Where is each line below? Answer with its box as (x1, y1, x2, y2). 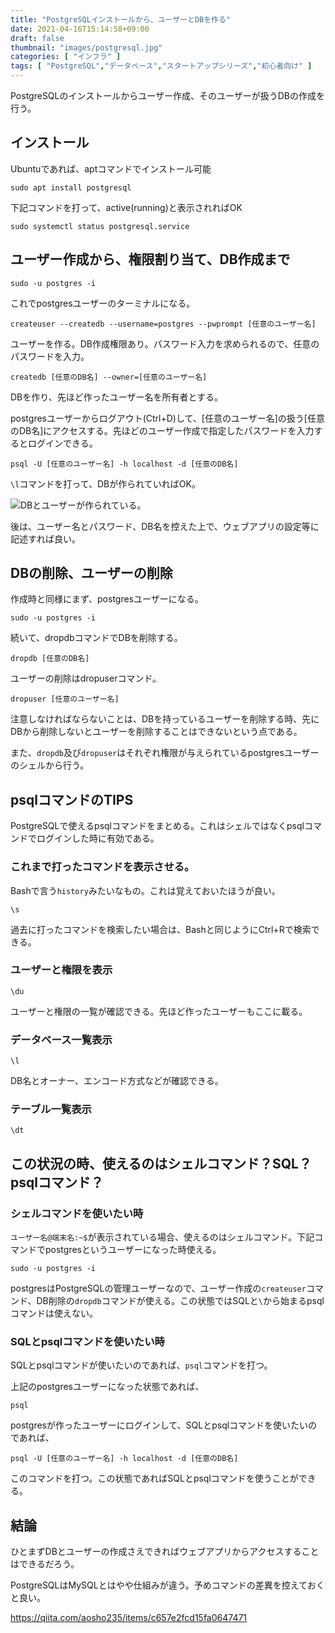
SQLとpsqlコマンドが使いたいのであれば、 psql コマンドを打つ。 (10, 1359, 273, 1371)
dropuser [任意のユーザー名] (10, 694, 120, 705)
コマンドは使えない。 (10, 1307, 98, 1320)
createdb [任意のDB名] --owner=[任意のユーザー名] (10, 372, 208, 382)
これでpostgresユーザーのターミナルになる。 (10, 297, 196, 309)
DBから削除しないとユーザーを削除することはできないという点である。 (10, 726, 303, 738)
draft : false (10, 33, 65, 43)
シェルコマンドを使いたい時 (10, 1206, 144, 1220)
